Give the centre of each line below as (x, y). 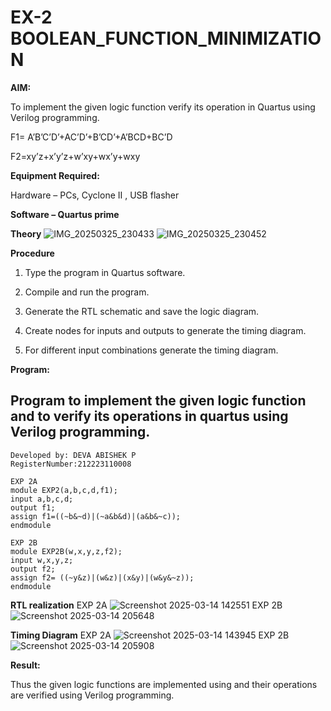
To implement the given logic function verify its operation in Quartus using (163, 107)
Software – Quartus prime (65, 214)
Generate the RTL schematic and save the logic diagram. (142, 311)
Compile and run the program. (87, 292)
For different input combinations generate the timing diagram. (151, 350)
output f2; (33, 569)
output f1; (33, 507)
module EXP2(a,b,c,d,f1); (64, 490)
